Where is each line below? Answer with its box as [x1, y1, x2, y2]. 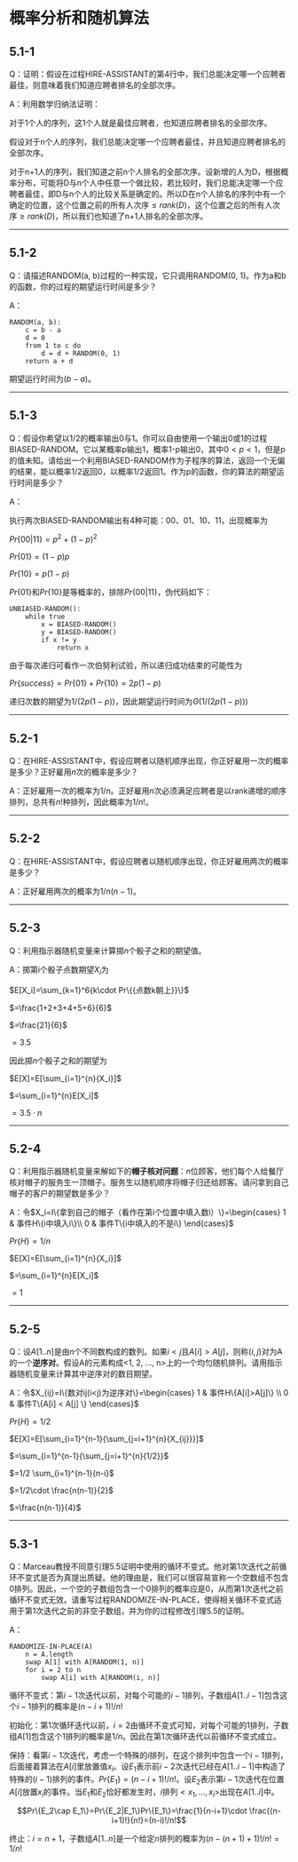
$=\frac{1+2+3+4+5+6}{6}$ [9, 1002, 113, 1013]
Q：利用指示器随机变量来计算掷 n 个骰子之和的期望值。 [9, 945, 207, 956]
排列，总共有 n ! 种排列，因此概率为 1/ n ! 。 [9, 797, 153, 808]
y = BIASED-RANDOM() [41, 628, 117, 637]
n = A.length [25, 1650, 74, 1659]
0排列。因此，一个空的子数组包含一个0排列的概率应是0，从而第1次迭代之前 [9, 1583, 284, 1594]
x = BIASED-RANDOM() [41, 620, 117, 629]
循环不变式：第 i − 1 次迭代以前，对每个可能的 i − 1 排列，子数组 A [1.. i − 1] [9, 1690, 264, 1700]
